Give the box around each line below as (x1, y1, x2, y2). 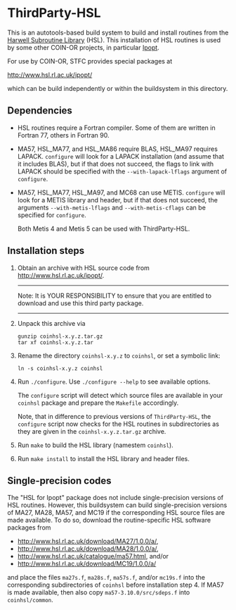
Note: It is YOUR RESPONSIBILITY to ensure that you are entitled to (17, 291, 212, 300)
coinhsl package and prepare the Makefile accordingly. (17, 398, 179, 407)
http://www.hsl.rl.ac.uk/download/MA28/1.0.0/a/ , (17, 544, 159, 553)
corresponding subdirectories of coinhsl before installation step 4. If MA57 (7, 580, 224, 590)
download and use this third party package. (17, 298, 144, 307)
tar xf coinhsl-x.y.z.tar (17, 338, 93, 346)
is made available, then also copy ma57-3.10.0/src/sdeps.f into (7, 588, 190, 597)
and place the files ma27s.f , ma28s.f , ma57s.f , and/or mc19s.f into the (7, 573, 206, 582)
